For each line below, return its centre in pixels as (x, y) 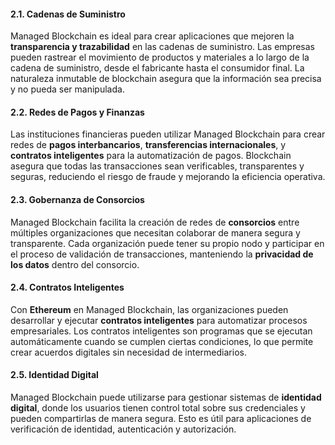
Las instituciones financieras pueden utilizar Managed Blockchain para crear (168, 134)
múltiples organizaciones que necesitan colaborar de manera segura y (155, 232)
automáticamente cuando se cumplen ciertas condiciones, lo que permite (162, 341)
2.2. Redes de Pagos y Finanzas (77, 112)
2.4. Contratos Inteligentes (67, 287)
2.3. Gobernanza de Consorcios (77, 199)
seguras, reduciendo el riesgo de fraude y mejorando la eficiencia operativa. (168, 177)
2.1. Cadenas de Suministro (68, 14)
